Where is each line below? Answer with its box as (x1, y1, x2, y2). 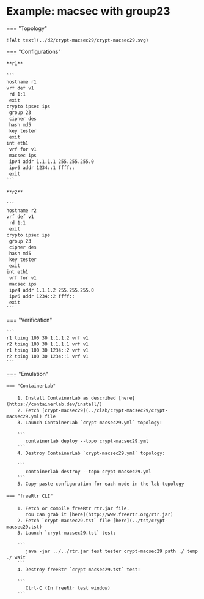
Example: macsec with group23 (6, 4, 170, 18)
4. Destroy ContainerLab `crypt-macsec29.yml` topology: (17, 450, 166, 456)
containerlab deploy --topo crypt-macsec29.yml (25, 438, 149, 444)
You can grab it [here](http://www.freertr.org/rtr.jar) (25, 511, 173, 518)
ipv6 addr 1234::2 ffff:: (9, 293, 75, 299)
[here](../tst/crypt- (112, 518, 168, 524)
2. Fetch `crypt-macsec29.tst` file (17, 518, 111, 524)
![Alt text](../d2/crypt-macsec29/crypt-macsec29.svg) (6, 37, 149, 43)
